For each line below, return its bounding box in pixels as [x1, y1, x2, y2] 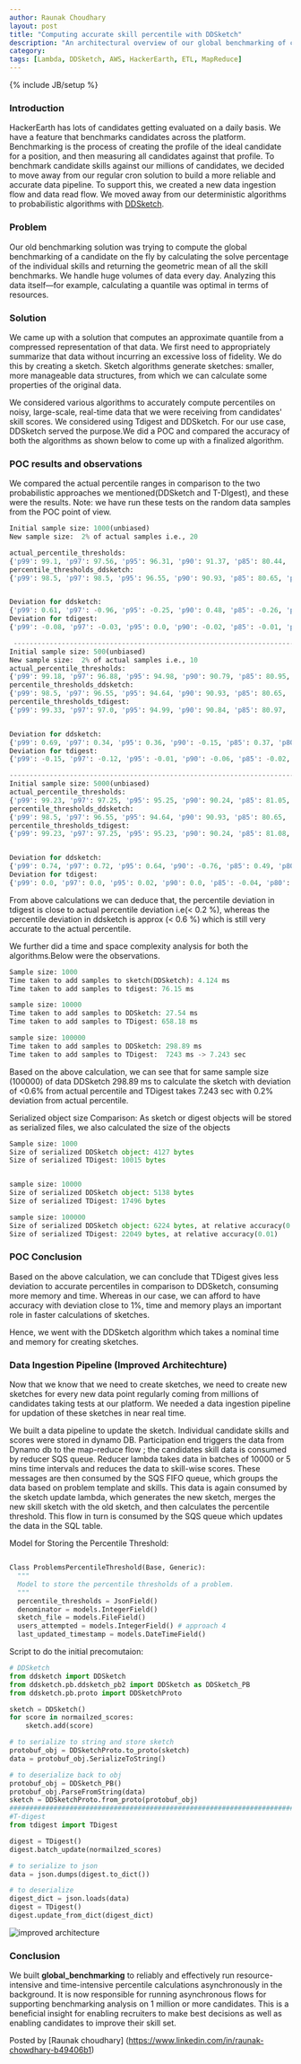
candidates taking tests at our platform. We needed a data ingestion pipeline [9, 1398, 291, 1410]
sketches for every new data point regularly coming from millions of [9, 1389, 260, 1400]
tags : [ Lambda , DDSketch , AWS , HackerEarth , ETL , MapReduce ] [9, 55, 243, 64]
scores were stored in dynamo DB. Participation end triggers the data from [9, 1435, 285, 1445]
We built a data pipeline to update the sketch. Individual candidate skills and [9, 1425, 289, 1436]
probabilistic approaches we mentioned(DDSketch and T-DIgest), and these [9, 487, 289, 498]
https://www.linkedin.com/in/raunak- [128, 2035, 264, 2046]
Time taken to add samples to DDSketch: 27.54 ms [9, 1009, 199, 1018]
